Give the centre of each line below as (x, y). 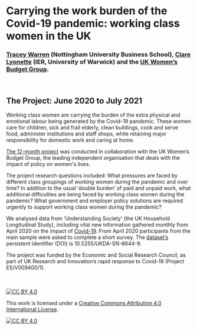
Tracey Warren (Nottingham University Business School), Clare (98, 54)
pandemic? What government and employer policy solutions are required (95, 201)
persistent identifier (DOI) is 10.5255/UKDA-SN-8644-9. (74, 244)
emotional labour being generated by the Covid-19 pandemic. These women (99, 121)
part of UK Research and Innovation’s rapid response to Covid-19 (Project (95, 261)
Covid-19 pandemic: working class (93, 23)
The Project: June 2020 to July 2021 (74, 101)
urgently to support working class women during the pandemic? (84, 207)
